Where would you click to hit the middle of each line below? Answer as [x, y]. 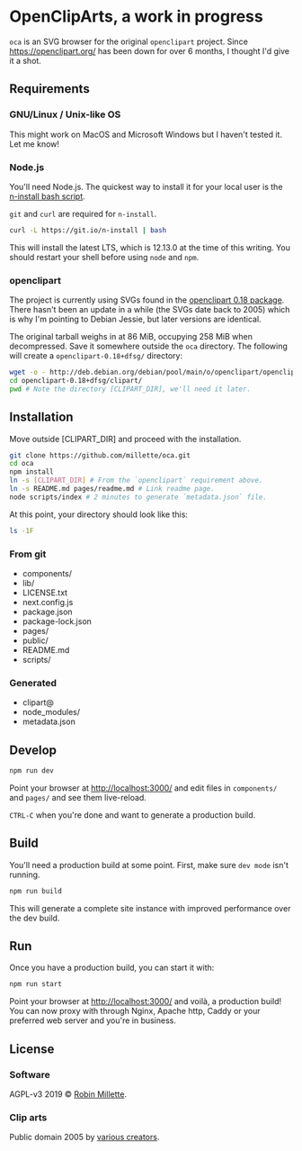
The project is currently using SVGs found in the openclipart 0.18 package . [147, 300]
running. [25, 875]
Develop [33, 750]
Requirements [49, 89]
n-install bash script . [47, 196]
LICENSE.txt [45, 593]
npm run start [36, 984]
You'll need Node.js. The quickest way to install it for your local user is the [146, 186]
